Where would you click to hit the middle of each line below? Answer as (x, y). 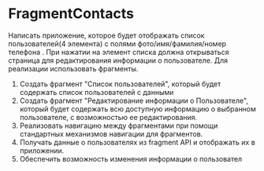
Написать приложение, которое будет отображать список (106, 35)
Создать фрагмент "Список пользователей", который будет (120, 84)
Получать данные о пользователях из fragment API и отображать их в (138, 142)
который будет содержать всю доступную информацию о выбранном (138, 109)
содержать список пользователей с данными (97, 92)
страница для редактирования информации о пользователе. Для (118, 60)
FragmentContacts (71, 14)
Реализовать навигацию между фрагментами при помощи (119, 126)
